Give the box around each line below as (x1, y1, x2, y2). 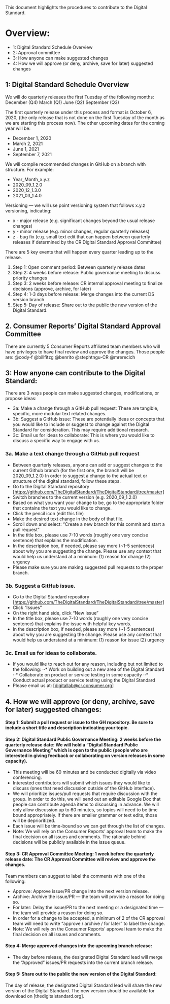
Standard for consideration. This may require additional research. (12, 427, 149, 433)
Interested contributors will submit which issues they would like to (12, 780, 151, 786)
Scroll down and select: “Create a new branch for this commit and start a (12, 521, 165, 527)
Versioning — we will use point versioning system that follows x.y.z (5, 202, 146, 208)
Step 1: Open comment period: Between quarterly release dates (12, 264, 146, 270)
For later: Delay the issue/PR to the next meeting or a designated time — (12, 904, 164, 910)
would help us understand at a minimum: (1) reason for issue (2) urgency (12, 636, 165, 643)
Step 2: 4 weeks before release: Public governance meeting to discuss (12, 269, 161, 275)
